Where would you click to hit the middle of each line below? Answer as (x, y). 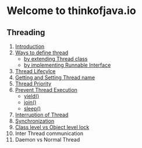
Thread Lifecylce (35, 71)
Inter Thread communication (49, 133)
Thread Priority (33, 84)
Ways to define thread (42, 53)
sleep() (32, 109)
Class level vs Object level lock (52, 127)
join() (30, 102)
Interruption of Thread (42, 115)
